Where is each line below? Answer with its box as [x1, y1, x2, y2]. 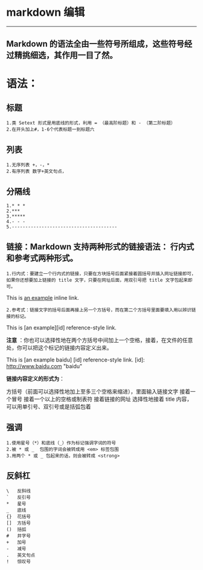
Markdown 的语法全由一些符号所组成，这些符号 [6, 39, 185, 49]
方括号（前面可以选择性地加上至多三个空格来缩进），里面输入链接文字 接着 [6, 387, 190, 395]
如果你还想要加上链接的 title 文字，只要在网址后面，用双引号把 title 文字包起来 [6, 277, 188, 283]
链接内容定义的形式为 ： [6, 375, 65, 382]
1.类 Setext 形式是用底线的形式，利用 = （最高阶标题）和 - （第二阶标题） [6, 120, 176, 126]
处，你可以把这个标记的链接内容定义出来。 [6, 344, 112, 351]
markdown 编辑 [6, 5, 85, 19]
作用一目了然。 [61, 50, 118, 60]
